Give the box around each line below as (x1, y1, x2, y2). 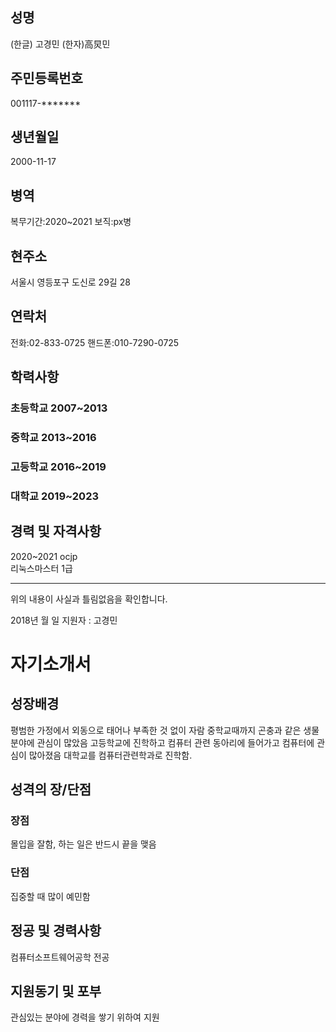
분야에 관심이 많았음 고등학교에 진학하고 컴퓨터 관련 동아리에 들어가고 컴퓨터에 (10, 736, 315, 748)
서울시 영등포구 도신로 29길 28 (10, 276, 131, 288)
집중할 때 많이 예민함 (10, 890, 91, 902)
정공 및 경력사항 (10, 923, 102, 940)
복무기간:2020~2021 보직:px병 (10, 216, 132, 228)
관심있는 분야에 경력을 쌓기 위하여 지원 (10, 1011, 160, 1023)
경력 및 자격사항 (10, 523, 102, 540)
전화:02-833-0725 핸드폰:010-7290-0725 (10, 336, 180, 348)
